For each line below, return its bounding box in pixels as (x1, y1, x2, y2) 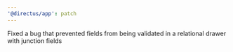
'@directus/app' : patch (7, 10, 77, 17)
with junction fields (7, 36, 62, 45)
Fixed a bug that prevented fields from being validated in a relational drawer (7, 29, 227, 37)
